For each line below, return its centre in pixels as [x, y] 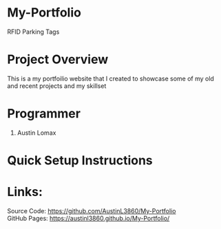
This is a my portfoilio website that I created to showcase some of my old [111, 78]
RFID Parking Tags [33, 32]
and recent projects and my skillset [57, 86]
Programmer [44, 114]
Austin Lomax [36, 133]
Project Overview [58, 59]
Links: [25, 192]
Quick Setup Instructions [80, 160]
